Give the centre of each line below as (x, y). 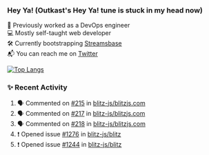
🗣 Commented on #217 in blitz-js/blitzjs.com (81, 113)
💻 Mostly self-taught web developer (59, 33)
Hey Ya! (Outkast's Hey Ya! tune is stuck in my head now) (105, 10)
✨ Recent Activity (37, 87)
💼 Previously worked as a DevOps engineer (69, 25)
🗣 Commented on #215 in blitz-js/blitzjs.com (81, 103)
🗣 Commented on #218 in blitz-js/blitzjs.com (81, 123)
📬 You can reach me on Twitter (52, 54)
